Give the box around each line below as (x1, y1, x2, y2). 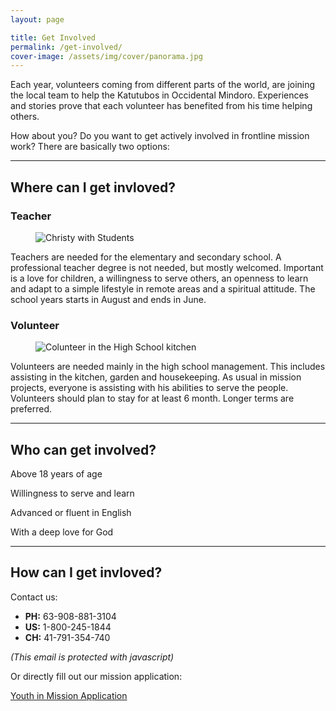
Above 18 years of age (10, 468, 103, 480)
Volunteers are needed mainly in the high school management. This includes (10, 361, 326, 373)
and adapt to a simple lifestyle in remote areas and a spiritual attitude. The (10, 282, 316, 295)
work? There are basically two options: (10, 141, 170, 153)
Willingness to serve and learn (10, 487, 135, 500)
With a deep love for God (10, 526, 114, 538)
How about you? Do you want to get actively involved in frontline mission (10, 130, 310, 142)
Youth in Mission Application (10, 689, 128, 701)
